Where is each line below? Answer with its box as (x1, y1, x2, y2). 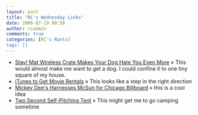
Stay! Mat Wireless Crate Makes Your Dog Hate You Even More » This (14, 58, 186, 66)
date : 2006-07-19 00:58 (6, 20, 66, 26)
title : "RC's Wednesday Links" (6, 14, 84, 20)
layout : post (6, 8, 39, 15)
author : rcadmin (6, 25, 47, 32)
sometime (14, 103, 40, 110)
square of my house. (14, 71, 66, 78)
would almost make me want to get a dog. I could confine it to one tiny (14, 65, 188, 72)
